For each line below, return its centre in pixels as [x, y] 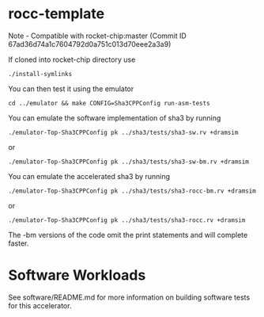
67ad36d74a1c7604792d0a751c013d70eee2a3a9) [90, 44]
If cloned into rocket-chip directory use [72, 59]
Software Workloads [77, 275]
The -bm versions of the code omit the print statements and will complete [128, 235]
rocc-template [57, 14]
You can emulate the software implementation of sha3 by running [115, 118]
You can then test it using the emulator [71, 89]
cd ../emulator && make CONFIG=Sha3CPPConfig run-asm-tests [109, 103]
